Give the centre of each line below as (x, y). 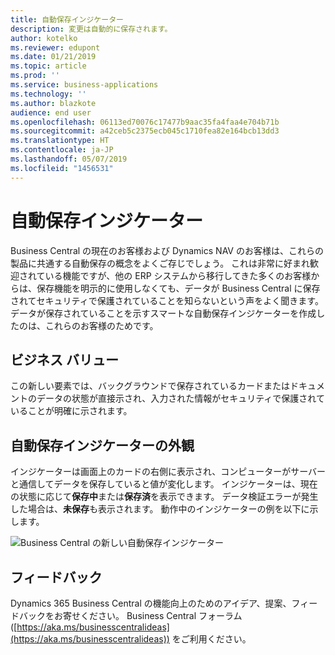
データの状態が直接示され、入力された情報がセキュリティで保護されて (180, 398)
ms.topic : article (48, 66)
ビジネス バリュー (64, 359)
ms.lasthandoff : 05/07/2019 (69, 159)
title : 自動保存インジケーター (67, 19)
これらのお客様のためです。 (101, 325)
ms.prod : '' (35, 76)
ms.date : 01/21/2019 (53, 57)
